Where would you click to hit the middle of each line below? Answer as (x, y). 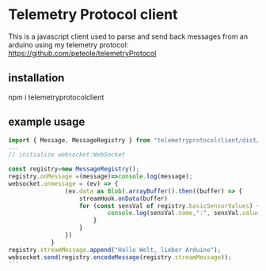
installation (36, 78)
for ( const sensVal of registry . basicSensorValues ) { (169, 206)
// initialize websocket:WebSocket (67, 155)
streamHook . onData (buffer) (123, 198)
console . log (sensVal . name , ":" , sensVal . (175, 213)
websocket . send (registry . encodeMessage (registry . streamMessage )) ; (120, 257)
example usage (47, 122)
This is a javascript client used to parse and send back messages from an (128, 36)
